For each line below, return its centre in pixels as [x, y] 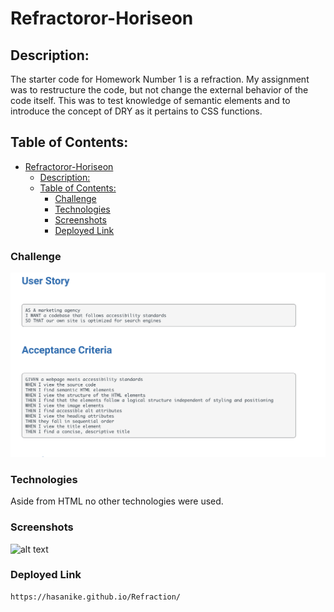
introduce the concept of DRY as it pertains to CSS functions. [136, 111]
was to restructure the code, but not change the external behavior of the [159, 90]
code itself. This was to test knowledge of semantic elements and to [150, 100]
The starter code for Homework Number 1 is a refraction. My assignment [160, 79]
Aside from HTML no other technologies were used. [117, 501]
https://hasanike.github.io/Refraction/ [96, 597]
